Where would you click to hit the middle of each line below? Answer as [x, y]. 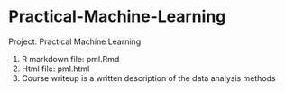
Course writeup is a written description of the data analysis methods [148, 78]
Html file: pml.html [55, 69]
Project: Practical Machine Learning [75, 41]
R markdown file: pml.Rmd [70, 59]
